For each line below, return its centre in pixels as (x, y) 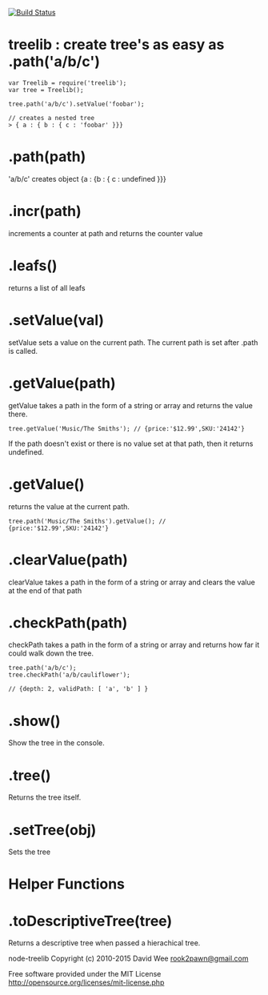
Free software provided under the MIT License (85, 974)
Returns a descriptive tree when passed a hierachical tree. (104, 943)
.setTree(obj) (52, 830)
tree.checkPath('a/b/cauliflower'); (69, 675)
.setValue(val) (56, 320)
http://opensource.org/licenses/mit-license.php (86, 983)
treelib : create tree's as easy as (116, 45)
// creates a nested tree (51, 118)
